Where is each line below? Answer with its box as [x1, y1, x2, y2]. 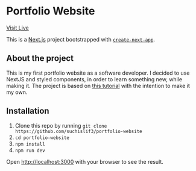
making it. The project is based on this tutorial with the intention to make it [6, 82, 190, 89]
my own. [6, 89, 28, 96]
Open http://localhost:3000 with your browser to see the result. [6, 158, 164, 165]
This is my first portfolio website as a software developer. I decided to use [6, 69, 190, 76]
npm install [14, 141, 45, 147]
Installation [6, 106, 49, 116]
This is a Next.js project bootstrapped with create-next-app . [6, 36, 156, 43]
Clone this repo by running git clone [14, 122, 107, 129]
